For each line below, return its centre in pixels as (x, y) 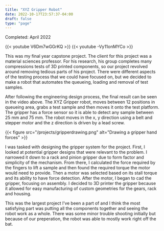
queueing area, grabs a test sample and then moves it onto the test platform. (82, 107)
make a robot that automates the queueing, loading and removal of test (77, 82)
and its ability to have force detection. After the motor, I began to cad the (78, 178)
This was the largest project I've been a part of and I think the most (73, 203)
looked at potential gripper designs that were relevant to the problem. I (76, 152)
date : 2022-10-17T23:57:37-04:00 (39, 14)
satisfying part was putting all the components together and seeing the (77, 208)
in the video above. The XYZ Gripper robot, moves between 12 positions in (80, 102)
